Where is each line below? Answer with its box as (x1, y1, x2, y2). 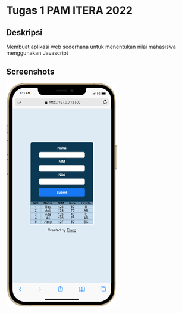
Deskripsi (6, 27, 43, 38)
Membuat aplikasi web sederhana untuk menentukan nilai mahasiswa (6, 43, 177, 50)
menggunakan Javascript (6, 49, 68, 57)
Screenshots (6, 67, 55, 77)
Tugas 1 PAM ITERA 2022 (6, 4, 133, 17)
